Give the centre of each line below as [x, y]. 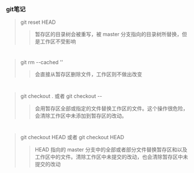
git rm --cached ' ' [42, 62]
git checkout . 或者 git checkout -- [61, 96]
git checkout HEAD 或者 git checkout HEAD [72, 137]
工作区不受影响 [58, 41]
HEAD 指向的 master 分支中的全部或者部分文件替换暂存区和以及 [111, 149]
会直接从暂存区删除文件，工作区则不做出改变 [89, 75]
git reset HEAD [38, 22]
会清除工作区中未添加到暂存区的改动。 [81, 115]
